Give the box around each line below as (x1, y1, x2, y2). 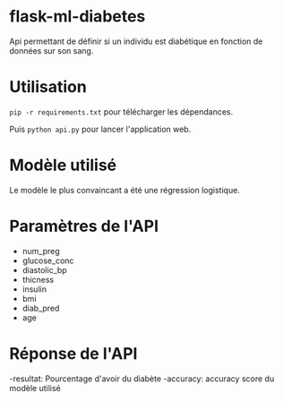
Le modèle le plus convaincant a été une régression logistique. (9, 184, 240, 195)
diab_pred (21, 303, 60, 313)
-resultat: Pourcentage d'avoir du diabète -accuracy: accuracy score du (9, 373, 275, 384)
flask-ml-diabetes (9, 6, 146, 27)
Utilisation (9, 77, 87, 98)
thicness (21, 274, 55, 285)
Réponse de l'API (9, 343, 138, 363)
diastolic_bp (21, 264, 67, 275)
